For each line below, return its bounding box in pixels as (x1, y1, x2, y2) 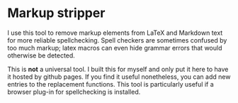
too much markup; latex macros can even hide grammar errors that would (7, 43, 222, 52)
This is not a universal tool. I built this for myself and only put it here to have (7, 65, 229, 73)
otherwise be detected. (7, 51, 76, 60)
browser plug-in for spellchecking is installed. (7, 87, 141, 96)
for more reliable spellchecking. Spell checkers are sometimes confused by (7, 36, 227, 44)
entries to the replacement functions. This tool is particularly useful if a (7, 80, 214, 88)
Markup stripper (7, 5, 106, 21)
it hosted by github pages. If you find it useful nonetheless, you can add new (7, 72, 231, 81)
